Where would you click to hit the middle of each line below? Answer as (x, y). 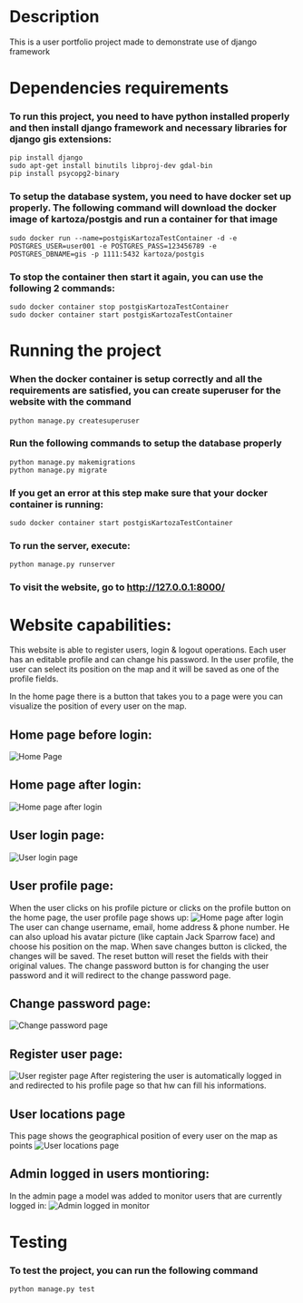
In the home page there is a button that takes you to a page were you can (146, 697)
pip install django (46, 158)
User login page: (57, 835)
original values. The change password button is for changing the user (139, 965)
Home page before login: (81, 735)
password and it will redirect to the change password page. (120, 975)
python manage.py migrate (58, 470)
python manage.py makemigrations (73, 462)
